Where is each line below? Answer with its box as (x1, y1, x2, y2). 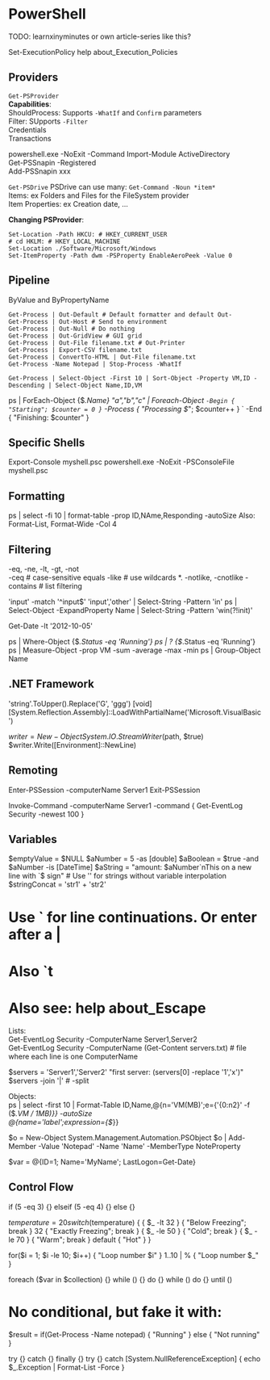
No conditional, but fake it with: (8, 1302, 222, 1321)
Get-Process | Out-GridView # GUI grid (8, 332, 143, 340)
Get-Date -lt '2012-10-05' (8, 621, 93, 631)
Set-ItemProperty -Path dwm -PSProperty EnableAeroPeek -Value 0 (8, 251, 232, 259)
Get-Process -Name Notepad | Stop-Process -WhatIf (8, 360, 182, 368)
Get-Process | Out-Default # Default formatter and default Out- (8, 310, 232, 319)
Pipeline (8, 274, 51, 287)
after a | (8, 925, 62, 943)
